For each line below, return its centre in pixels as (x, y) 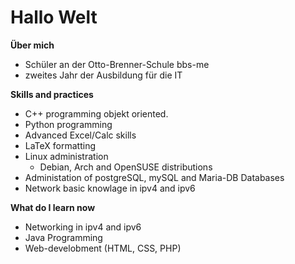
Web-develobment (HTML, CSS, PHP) (103, 248)
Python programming (68, 124)
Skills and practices (52, 94)
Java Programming (63, 237)
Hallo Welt (54, 17)
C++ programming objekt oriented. (96, 113)
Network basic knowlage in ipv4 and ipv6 (110, 188)
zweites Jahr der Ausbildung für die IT (103, 75)
